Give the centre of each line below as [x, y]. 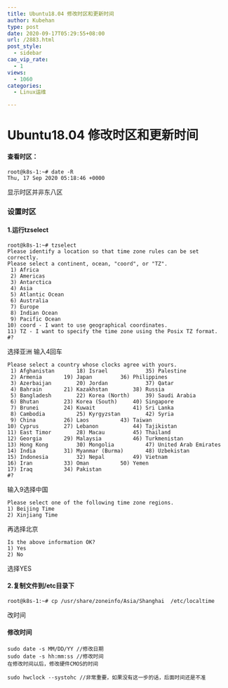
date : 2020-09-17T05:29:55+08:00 [56, 33]
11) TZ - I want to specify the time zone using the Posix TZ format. [113, 331]
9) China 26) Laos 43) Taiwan [81, 420]
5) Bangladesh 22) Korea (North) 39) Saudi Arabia [103, 395]
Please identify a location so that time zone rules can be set [103, 251]
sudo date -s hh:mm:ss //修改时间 [55, 657]
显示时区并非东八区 [35, 192]
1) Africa [25, 270]
